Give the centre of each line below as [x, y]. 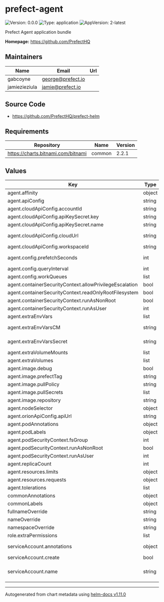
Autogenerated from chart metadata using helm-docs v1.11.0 [65, 594]
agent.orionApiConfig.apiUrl [40, 416]
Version [126, 145]
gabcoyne [19, 79]
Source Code [25, 104]
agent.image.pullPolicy [33, 384]
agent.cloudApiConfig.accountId [45, 209]
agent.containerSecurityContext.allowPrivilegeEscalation [73, 285]
